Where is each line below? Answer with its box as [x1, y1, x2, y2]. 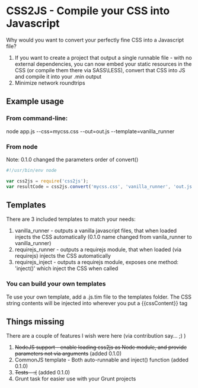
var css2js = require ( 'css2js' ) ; [6, 178, 89, 184]
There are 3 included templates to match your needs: [6, 216, 136, 223]
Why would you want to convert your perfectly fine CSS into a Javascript [6, 36, 184, 43]
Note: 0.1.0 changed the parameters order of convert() [6, 156, 139, 163]
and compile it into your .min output [14, 73, 102, 80]
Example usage [6, 97, 64, 107]
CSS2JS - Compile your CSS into [6, 4, 170, 18]
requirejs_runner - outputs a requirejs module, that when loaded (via [14, 246, 182, 253]
